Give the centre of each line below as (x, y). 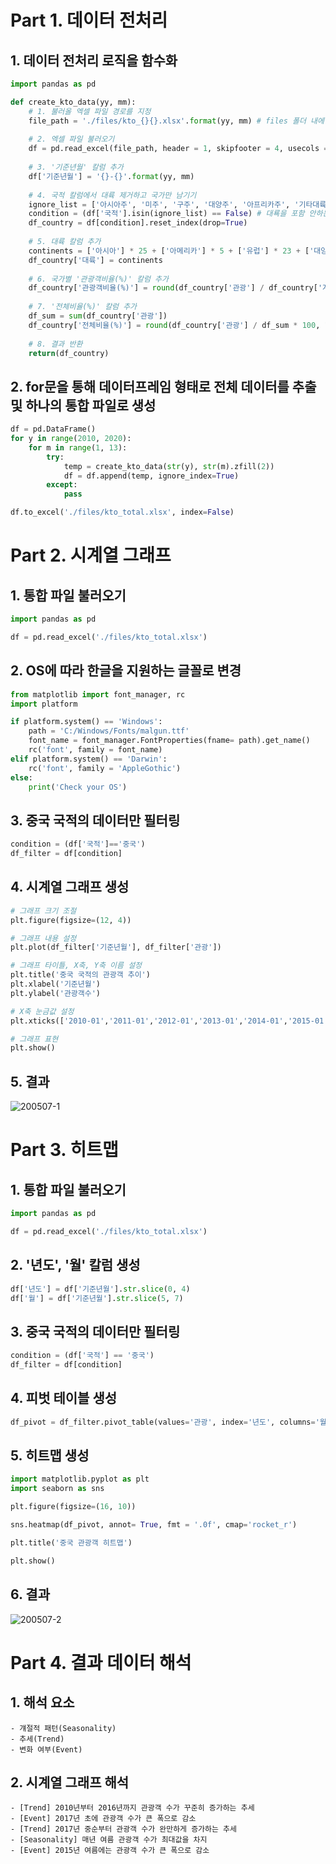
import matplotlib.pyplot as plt (80, 1479)
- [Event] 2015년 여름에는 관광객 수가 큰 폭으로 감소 (110, 1851)
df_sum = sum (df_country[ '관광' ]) (98, 316)
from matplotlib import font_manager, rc (98, 694)
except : (62, 485)
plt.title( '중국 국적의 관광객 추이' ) (80, 975)
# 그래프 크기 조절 (43, 911)
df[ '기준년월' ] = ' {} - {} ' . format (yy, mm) (111, 176)
